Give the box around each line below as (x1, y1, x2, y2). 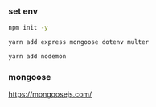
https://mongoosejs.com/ (8, 89, 92, 99)
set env (8, 6, 39, 17)
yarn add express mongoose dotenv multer (8, 38, 150, 46)
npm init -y (8, 24, 48, 32)
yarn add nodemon (8, 53, 67, 61)
